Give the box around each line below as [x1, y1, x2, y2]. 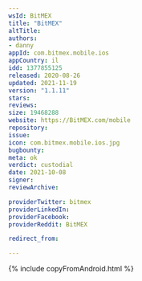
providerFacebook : [8, 213, 70, 221]
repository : [8, 124, 48, 132]
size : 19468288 [8, 109, 59, 117]
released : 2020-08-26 [8, 71, 81, 79]
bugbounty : [8, 146, 45, 154]
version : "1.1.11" [8, 86, 70, 95]
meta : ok [8, 153, 38, 161]
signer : [8, 176, 34, 185]
